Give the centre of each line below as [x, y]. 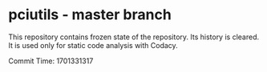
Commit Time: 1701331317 [51, 61]
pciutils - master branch [90, 15]
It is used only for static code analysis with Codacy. [93, 45]
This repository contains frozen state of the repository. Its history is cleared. [133, 37]
